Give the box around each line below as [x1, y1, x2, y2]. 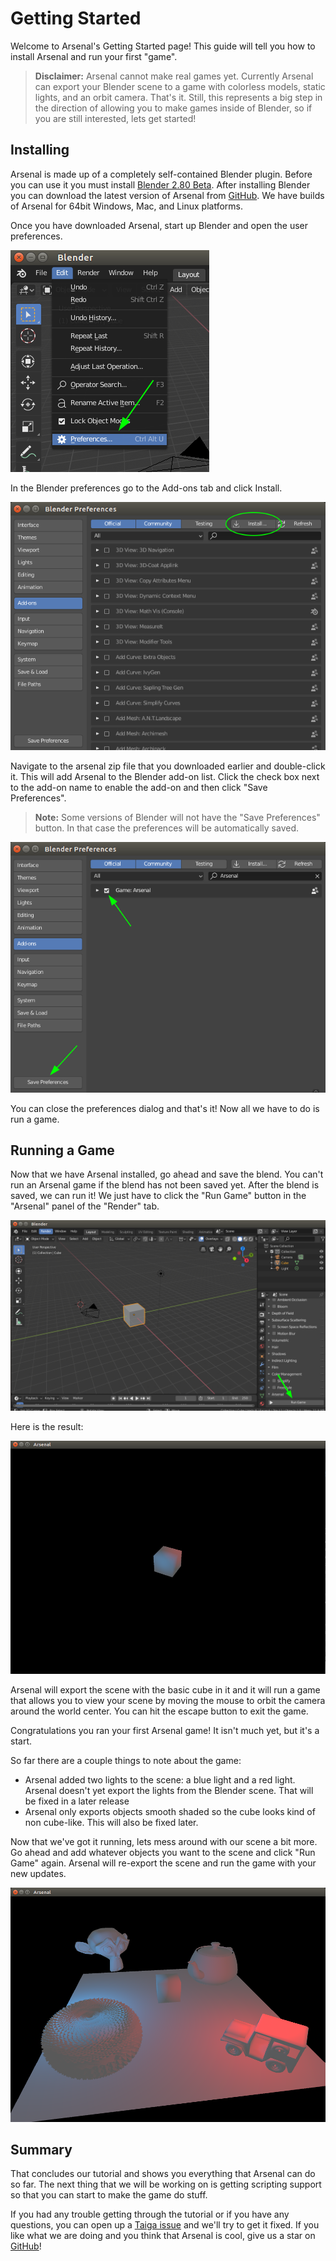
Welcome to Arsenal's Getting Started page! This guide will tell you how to [10, 40, 316, 52]
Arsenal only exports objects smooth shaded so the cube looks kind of [24, 1805, 316, 1817]
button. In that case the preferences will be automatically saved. [34, 822, 299, 834]
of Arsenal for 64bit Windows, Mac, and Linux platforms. [10, 200, 243, 212]
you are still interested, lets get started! [34, 112, 197, 124]
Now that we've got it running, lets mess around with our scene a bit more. [10, 1835, 318, 1847]
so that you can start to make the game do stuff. [10, 2189, 208, 2201]
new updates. [10, 1867, 67, 1879]
